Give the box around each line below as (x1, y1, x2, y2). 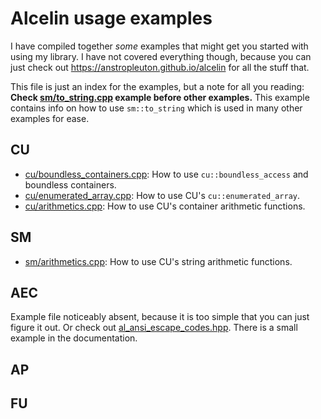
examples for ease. (10, 112, 90, 124)
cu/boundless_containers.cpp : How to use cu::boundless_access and (24, 168, 309, 180)
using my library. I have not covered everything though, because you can (10, 50, 312, 62)
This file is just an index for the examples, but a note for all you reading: (10, 80, 305, 92)
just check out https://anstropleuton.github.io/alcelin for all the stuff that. (10, 61, 310, 73)
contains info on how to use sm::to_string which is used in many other (10, 102, 303, 114)
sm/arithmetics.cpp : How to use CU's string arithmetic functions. (24, 255, 293, 267)
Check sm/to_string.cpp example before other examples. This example (10, 91, 310, 103)
